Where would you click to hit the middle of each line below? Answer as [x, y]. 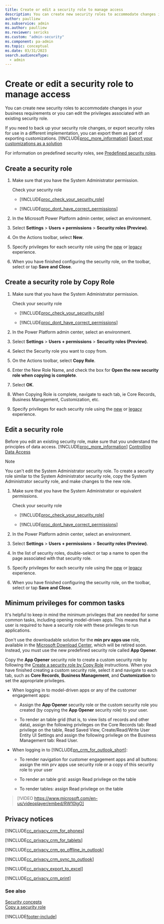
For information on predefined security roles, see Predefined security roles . [81, 153]
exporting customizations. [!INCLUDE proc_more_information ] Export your [79, 138]
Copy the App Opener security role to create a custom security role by [76, 660]
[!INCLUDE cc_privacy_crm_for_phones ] [45, 831]
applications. [18, 630]
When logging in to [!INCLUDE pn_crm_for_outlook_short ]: [70, 750]
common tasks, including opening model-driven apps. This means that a [78, 620]
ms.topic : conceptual [27, 46]
